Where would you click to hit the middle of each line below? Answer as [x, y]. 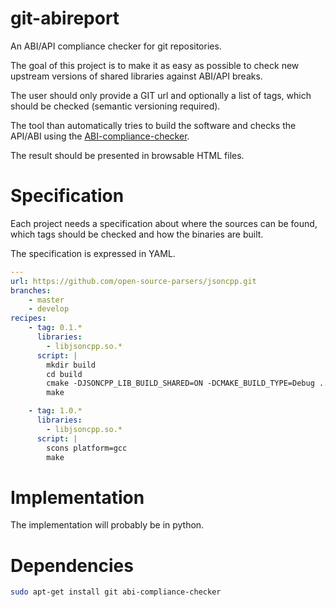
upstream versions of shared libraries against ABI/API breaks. [136, 76]
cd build [64, 374]
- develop [49, 309]
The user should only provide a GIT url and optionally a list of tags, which [161, 95]
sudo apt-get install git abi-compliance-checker [116, 592]
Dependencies [72, 565]
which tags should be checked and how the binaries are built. [137, 234]
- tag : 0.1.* [55, 328]
